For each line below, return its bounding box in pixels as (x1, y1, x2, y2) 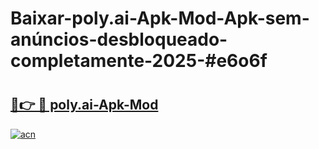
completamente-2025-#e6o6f (10, 50, 268, 72)
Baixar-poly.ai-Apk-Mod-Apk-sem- (10, 7, 310, 30)
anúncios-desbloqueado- (10, 28, 228, 51)
